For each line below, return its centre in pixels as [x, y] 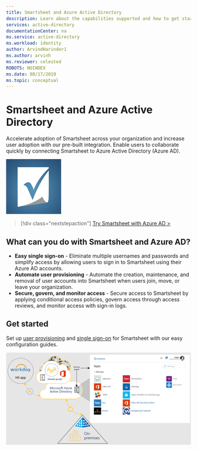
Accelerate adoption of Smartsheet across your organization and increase [95, 139]
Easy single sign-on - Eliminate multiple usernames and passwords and [102, 256]
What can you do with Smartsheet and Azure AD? [98, 242]
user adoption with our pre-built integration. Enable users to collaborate [93, 145]
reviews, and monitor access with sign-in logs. [71, 305]
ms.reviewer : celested [34, 61]
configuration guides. [32, 344]
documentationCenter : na [36, 31]
